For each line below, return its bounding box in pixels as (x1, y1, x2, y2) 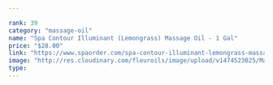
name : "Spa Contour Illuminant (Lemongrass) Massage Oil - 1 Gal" (8, 34, 238, 42)
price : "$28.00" (8, 41, 63, 49)
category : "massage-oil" (8, 26, 93, 35)
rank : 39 (8, 19, 38, 27)
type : (8, 64, 27, 73)
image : (8, 57, 31, 65)
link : (8, 49, 27, 57)
